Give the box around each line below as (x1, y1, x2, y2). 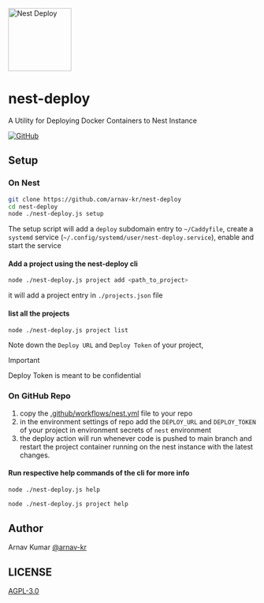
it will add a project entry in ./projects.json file (8, 290, 163, 300)
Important (8, 356, 40, 365)
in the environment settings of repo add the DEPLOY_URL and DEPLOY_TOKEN (19, 416, 256, 426)
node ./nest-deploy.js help (8, 486, 101, 494)
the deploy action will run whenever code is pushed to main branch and (19, 433, 252, 443)
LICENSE (8, 565, 53, 579)
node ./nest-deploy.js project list (8, 326, 128, 334)
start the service (8, 241, 61, 250)
